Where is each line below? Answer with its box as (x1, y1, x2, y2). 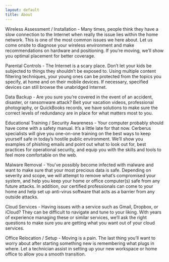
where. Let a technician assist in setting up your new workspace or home (5, 245, 157, 251)
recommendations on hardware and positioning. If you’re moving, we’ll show (5, 47, 164, 54)
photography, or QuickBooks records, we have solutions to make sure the (5, 104, 158, 111)
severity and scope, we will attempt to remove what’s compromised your (5, 172, 156, 178)
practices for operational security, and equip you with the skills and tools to (5, 146, 161, 152)
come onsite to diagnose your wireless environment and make (5, 42, 135, 48)
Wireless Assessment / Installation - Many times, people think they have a (5, 26, 159, 32)
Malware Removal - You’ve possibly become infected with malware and (5, 162, 154, 168)
